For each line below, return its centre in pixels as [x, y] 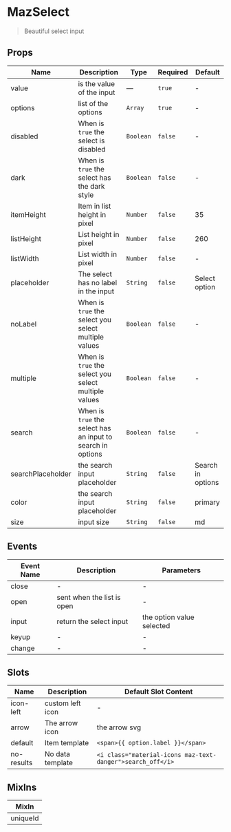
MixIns [22, 787]
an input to [95, 437]
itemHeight [28, 214]
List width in [98, 254]
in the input [96, 291]
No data [57, 754]
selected [156, 625]
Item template [67, 743]
